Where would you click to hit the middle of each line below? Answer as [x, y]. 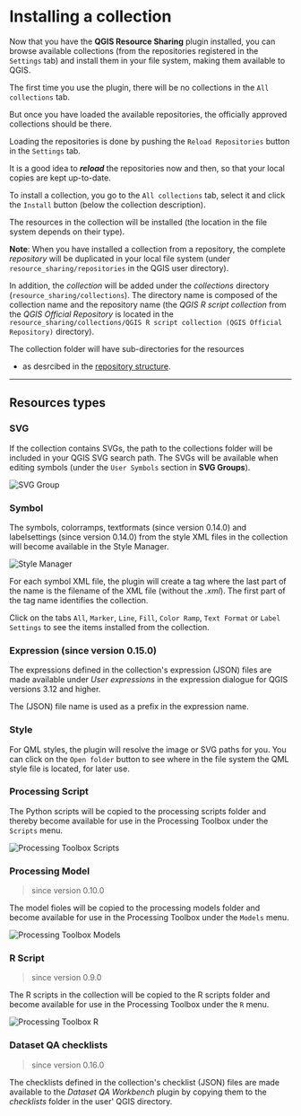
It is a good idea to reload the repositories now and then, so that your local [147, 168]
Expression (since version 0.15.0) [83, 650]
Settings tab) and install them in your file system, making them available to [147, 60]
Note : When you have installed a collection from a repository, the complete [148, 249]
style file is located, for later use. [69, 769]
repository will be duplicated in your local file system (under [120, 259]
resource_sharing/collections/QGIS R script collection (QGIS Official [146, 322]
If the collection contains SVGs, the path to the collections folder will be [141, 448]
